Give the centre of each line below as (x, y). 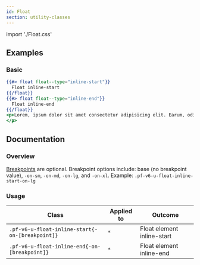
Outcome (165, 215)
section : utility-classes (38, 17)
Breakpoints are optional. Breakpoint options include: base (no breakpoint (96, 169)
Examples (25, 53)
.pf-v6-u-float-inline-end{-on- (55, 247)
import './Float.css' (29, 34)
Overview (21, 156)
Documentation (36, 139)
